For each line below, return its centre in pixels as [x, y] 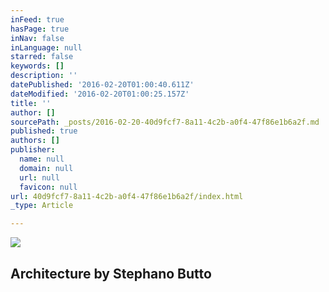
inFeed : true [37, 19]
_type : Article [42, 206]
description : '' [44, 76]
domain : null [46, 168]
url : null [39, 177]
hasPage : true [40, 29]
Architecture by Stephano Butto [111, 273]
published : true [44, 131]
